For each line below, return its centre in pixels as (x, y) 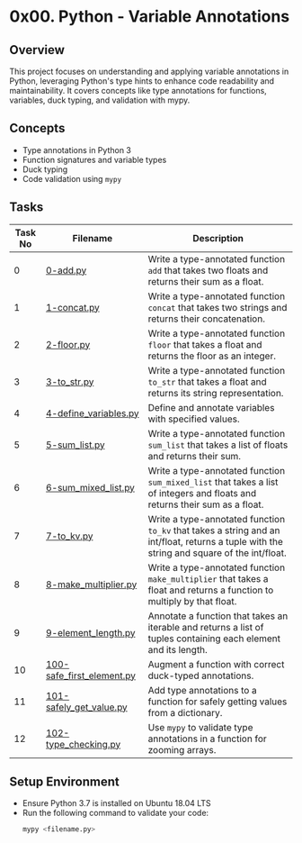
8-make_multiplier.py (91, 585)
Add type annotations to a (203, 690)
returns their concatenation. (206, 319)
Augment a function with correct (216, 664)
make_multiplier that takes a (208, 578)
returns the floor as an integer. (212, 356)
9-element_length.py (91, 632)
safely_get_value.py (86, 707)
